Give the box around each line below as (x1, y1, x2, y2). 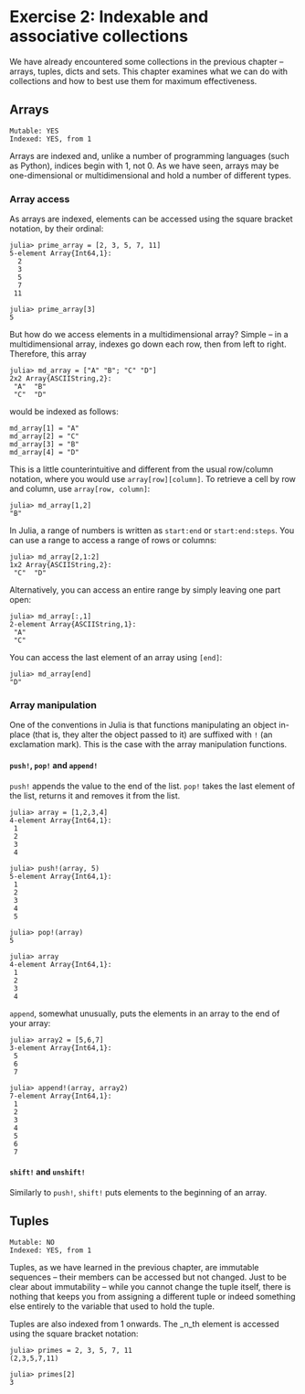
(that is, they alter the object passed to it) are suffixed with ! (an (31, 729, 273, 740)
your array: (9, 1017, 51, 1028)
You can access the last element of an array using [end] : (9, 652, 223, 663)
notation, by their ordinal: (9, 223, 104, 234)
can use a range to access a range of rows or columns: (9, 535, 217, 546)
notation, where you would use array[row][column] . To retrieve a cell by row (9, 474, 297, 485)
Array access (9, 192, 70, 205)
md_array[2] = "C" (9, 432, 79, 441)
